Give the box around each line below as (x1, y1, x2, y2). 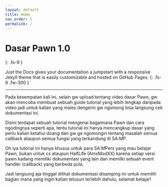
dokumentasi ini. (5, 110, 39, 116)
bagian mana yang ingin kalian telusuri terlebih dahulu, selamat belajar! (5, 176, 151, 182)
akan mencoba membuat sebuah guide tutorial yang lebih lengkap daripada (5, 99, 161, 105)
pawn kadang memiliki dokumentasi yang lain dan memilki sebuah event (5, 156, 154, 162)
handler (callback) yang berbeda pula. (5, 161, 84, 167)
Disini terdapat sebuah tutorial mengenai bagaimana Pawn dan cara (5, 119, 144, 125)
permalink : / (5, 21, 32, 26)
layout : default (5, 7, 39, 12)
